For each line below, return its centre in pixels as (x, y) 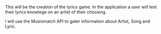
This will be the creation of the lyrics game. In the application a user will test (81, 7)
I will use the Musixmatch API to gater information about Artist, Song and (78, 21)
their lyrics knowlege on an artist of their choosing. (56, 12)
